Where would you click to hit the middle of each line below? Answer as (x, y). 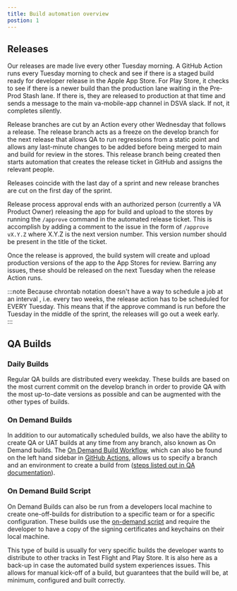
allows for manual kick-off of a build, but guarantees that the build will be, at (118, 573)
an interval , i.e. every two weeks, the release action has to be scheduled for (118, 299)
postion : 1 (23, 20)
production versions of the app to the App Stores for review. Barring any (112, 263)
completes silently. (35, 111)
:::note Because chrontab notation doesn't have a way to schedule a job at (115, 292)
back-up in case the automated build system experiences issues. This (109, 565)
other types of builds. (38, 402)
